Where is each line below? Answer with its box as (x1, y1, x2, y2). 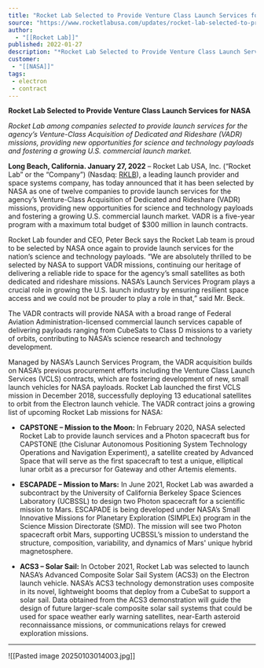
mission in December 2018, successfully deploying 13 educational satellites (8, 391, 251, 401)
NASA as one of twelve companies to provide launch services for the (8, 186, 232, 196)
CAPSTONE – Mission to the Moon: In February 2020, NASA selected (19, 423, 246, 432)
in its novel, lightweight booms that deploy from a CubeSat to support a (19, 587, 251, 596)
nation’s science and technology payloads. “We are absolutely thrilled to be (8, 252, 251, 262)
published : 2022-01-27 (8, 41, 82, 49)
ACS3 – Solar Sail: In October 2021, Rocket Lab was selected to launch (19, 562, 250, 571)
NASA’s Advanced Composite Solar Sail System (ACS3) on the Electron (19, 571, 250, 580)
